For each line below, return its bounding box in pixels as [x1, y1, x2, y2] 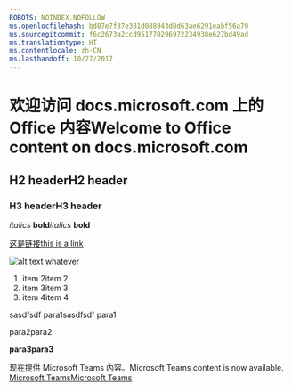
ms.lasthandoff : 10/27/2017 [9, 54, 114, 63]
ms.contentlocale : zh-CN [9, 46, 101, 55]
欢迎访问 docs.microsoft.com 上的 [9, 95, 264, 116]
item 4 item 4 [21, 291, 69, 303]
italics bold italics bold [9, 219, 91, 230]
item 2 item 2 [21, 273, 69, 283]
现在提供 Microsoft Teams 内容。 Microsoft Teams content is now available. [9, 362, 284, 372]
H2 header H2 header [9, 173, 128, 188]
